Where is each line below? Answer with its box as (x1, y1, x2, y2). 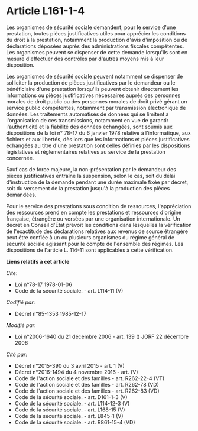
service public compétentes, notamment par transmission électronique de (6, 104, 186, 111)
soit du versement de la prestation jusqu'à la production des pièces (6, 184, 170, 192)
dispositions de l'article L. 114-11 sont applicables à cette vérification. (6, 247, 174, 254)
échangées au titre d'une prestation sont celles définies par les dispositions (6, 142, 190, 149)
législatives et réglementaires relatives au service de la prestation (6, 148, 165, 155)
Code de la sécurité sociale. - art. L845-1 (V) (14, 412, 124, 419)
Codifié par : (6, 299, 35, 306)
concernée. (6, 154, 34, 161)
